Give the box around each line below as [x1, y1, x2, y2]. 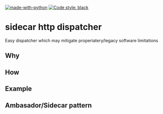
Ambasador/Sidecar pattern [5, 101, 92, 109]
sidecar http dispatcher [5, 22, 102, 33]
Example [5, 85, 32, 93]
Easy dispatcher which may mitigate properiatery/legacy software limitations [5, 37, 159, 43]
